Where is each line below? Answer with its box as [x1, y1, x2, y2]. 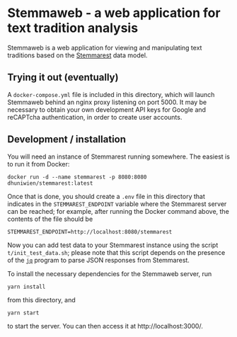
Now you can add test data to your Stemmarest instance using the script [7, 241, 219, 249]
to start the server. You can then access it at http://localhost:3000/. [7, 321, 203, 330]
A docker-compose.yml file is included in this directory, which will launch [7, 90, 215, 98]
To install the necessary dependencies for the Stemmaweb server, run [7, 269, 212, 278]
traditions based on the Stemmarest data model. [7, 51, 148, 59]
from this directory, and [7, 295, 76, 304]
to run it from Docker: [7, 159, 70, 168]
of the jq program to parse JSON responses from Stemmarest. [7, 256, 190, 264]
